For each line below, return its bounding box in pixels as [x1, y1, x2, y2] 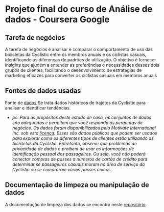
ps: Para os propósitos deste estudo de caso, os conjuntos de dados [12, 114, 152, 120]
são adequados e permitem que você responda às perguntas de [12, 119, 143, 126]
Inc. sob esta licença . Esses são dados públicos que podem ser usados [12, 130, 158, 136]
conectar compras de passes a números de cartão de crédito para [12, 156, 148, 162]
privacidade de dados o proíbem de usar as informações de [12, 146, 134, 152]
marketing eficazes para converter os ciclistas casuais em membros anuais [5, 73, 157, 78]
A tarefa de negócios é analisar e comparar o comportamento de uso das [5, 47, 153, 52]
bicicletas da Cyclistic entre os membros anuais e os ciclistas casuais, [5, 52, 147, 57]
